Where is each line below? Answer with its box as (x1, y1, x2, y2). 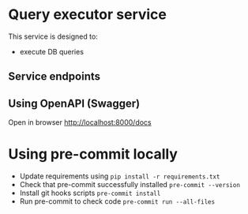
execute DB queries (19, 47, 85, 56)
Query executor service (8, 6, 167, 24)
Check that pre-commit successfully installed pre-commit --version (19, 180, 241, 190)
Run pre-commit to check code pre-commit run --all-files (19, 197, 216, 206)
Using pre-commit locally (8, 145, 178, 163)
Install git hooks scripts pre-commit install (19, 188, 161, 198)
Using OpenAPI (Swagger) (8, 96, 141, 110)
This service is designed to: (8, 32, 99, 41)
